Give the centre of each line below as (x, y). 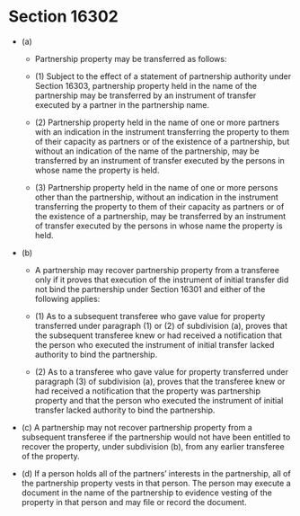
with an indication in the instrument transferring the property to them (162, 131)
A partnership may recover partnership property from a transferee (157, 270)
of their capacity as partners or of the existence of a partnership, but (162, 141)
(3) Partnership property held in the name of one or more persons (156, 187)
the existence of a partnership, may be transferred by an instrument (160, 216)
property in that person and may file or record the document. (134, 502)
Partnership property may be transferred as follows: (131, 58)
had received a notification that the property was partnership (148, 391)
